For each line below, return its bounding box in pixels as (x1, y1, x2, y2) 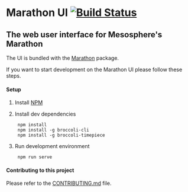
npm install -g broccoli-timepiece (17, 132, 105, 139)
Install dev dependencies (14, 110, 76, 118)
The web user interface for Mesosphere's (6, 30, 163, 40)
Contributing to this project (6, 167, 74, 174)
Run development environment (14, 143, 90, 150)
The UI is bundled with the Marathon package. (6, 55, 119, 62)
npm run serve (17, 154, 53, 160)
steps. (6, 72, 21, 79)
